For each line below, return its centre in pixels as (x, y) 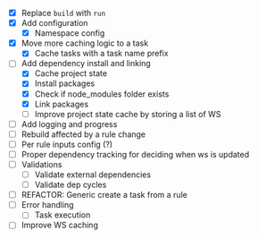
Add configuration (54, 23)
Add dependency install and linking (86, 64)
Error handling (47, 205)
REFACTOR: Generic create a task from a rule (104, 195)
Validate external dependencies (93, 175)
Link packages (62, 104)
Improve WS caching (60, 225)
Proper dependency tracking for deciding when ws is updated (135, 154)
